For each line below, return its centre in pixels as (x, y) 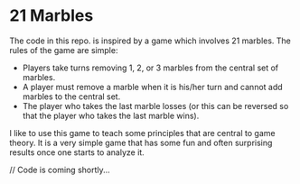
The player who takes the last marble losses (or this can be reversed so (155, 106)
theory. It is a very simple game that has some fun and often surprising (141, 143)
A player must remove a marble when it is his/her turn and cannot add (152, 87)
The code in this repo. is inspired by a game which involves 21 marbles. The (150, 41)
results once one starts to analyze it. (77, 152)
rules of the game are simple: (64, 50)
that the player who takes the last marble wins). (111, 115)
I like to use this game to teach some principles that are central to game (142, 133)
